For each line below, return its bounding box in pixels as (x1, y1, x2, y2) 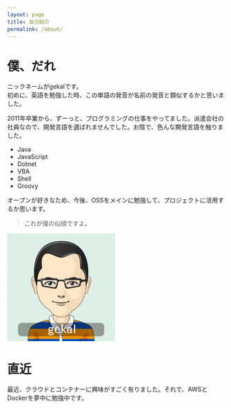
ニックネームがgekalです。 (7, 83, 83, 91)
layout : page (7, 11, 45, 18)
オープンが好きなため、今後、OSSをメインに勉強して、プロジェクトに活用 (7, 196, 219, 205)
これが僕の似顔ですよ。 (23, 219, 91, 227)
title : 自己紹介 (7, 18, 50, 25)
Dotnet (17, 160, 37, 168)
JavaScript (17, 152, 48, 161)
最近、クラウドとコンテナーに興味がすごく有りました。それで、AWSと (7, 385, 208, 394)
